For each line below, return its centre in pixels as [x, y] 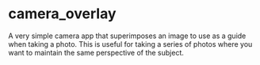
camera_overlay [62, 14]
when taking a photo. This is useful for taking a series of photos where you [130, 44]
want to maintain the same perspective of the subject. [96, 52]
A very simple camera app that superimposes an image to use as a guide [127, 36]
